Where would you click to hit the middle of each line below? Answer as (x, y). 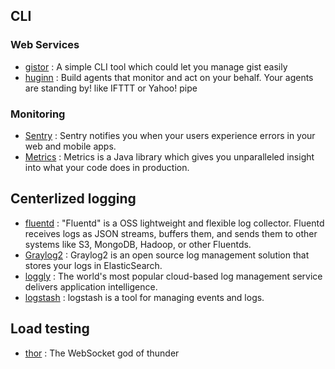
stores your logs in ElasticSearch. (93, 265)
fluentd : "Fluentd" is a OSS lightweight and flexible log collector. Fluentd (174, 223)
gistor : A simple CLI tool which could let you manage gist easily (156, 66)
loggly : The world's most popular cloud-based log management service (173, 276)
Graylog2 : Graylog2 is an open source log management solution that (167, 255)
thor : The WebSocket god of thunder (102, 353)
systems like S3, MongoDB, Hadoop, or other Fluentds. (138, 244)
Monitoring (38, 114)
